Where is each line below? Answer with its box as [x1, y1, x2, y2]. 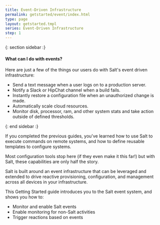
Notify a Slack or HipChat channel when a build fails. [12, 87, 121, 93]
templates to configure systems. [5, 143, 71, 150]
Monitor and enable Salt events [12, 203, 77, 210]
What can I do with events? [5, 55, 63, 61]
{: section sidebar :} [5, 44, 46, 50]
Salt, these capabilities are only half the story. [5, 158, 99, 165]
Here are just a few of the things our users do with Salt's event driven [5, 67, 148, 73]
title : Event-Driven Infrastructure [5, 7, 81, 12]
